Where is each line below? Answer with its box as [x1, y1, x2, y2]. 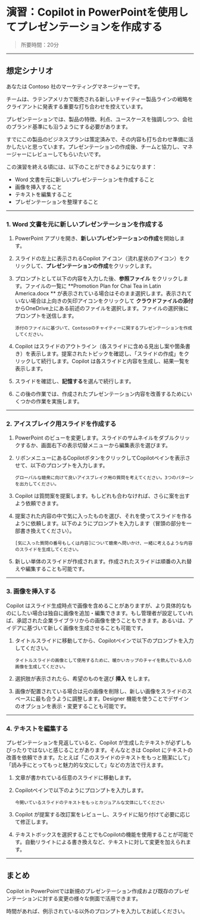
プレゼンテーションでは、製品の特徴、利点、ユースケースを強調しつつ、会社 [6, 116, 193, 123]
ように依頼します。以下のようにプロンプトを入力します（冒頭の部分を [14, 520, 186, 527]
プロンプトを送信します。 [14, 312, 77, 319]
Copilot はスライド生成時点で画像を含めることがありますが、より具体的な [6, 602, 187, 609]
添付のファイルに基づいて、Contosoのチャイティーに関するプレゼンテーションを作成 [14, 325, 192, 331]
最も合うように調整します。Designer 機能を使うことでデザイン [35, 695, 189, 702]
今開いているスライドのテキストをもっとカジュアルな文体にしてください [14, 799, 165, 806]
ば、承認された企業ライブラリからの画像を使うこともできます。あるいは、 [6, 617, 189, 624]
